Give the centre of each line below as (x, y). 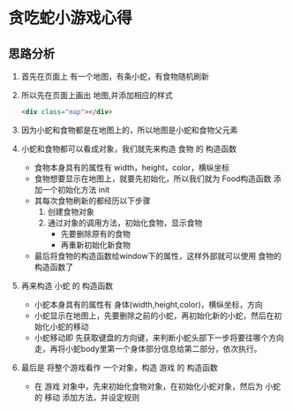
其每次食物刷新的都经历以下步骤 (92, 201)
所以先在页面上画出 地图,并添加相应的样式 (97, 95)
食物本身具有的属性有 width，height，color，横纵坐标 (132, 167)
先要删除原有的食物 (96, 233)
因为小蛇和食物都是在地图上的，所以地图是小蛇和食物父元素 (129, 130)
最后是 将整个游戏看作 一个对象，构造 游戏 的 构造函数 (119, 367)
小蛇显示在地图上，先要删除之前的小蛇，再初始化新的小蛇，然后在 (154, 316)
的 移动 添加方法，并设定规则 (87, 397)
